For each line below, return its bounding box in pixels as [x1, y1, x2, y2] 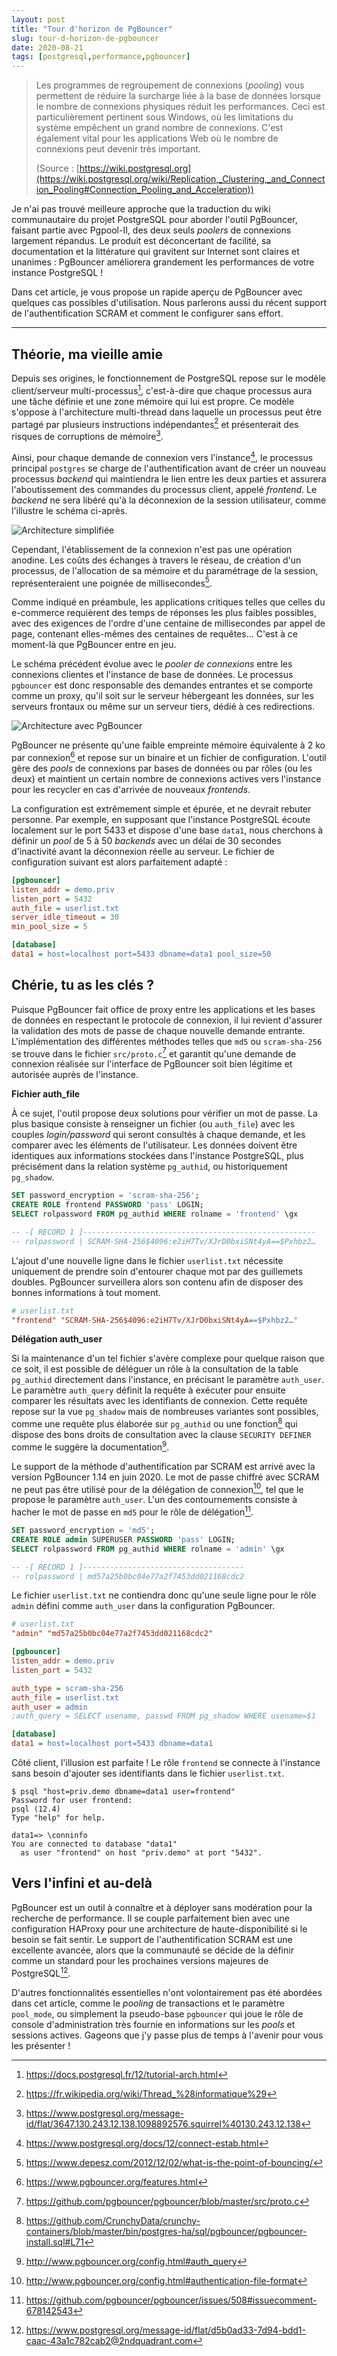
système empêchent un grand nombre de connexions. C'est [35, 122, 284, 134]
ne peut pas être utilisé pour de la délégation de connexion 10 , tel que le [11, 1481, 304, 1495]
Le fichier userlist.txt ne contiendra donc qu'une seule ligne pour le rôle [11, 1589, 317, 1601]
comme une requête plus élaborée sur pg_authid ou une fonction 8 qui [11, 1416, 298, 1430]
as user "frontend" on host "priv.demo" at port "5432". [20, 1848, 263, 1858]
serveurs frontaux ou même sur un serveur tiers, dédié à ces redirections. [11, 701, 316, 713]
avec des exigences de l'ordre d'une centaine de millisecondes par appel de [11, 617, 326, 630]
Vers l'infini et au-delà [11, 1875, 153, 1892]
